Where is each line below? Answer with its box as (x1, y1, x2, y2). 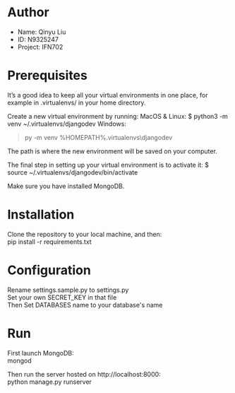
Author (7, 4, 49, 20)
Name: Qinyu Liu (17, 28, 66, 36)
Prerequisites (7, 68, 88, 83)
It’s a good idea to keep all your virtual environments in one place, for (7, 90, 208, 99)
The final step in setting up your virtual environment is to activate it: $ (7, 160, 210, 169)
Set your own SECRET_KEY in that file (7, 293, 117, 301)
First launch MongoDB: (7, 348, 74, 357)
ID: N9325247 (17, 35, 59, 43)
